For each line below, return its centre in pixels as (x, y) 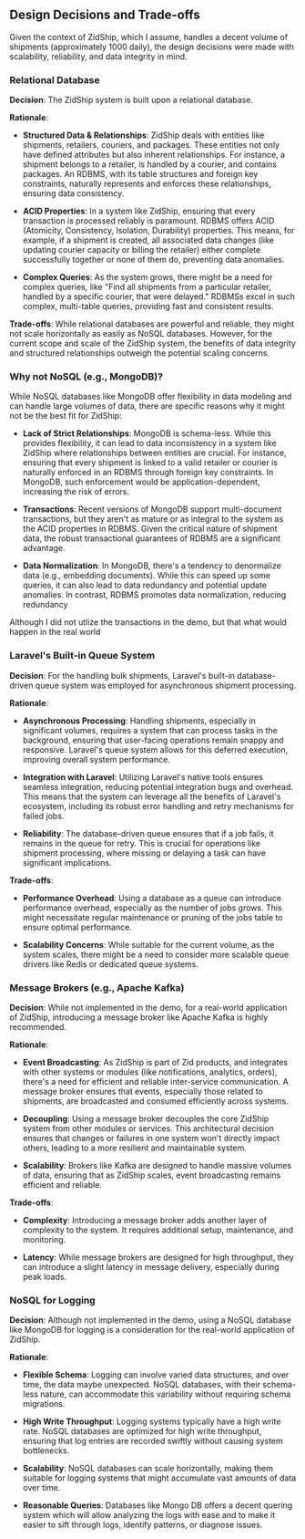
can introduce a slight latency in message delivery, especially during (151, 1267)
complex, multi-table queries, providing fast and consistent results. (148, 307)
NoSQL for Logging (52, 1300)
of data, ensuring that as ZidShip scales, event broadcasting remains (152, 1175)
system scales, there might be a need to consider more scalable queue (156, 954)
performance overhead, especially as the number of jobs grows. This (152, 908)
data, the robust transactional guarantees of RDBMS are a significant (151, 538)
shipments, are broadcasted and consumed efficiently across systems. (155, 1101)
